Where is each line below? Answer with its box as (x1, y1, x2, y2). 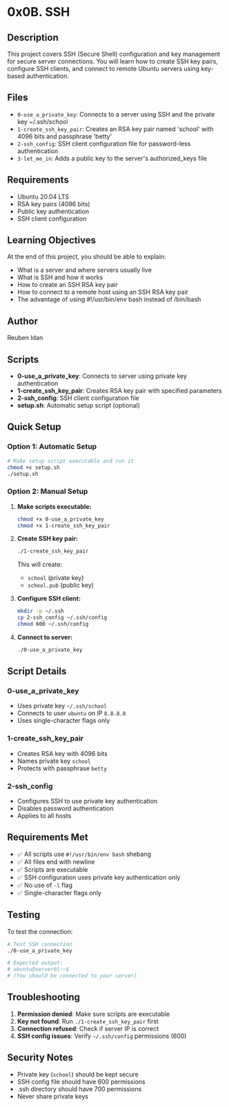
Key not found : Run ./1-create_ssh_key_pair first (17, 1017, 159, 1025)
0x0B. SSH (7, 4, 70, 20)
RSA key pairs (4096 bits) (17, 199, 91, 208)
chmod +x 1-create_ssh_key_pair (17, 522, 110, 529)
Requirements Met (7, 832, 88, 844)
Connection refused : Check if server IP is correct (17, 1024, 159, 1033)
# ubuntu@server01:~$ (7, 966, 70, 973)
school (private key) (27, 574, 84, 582)
